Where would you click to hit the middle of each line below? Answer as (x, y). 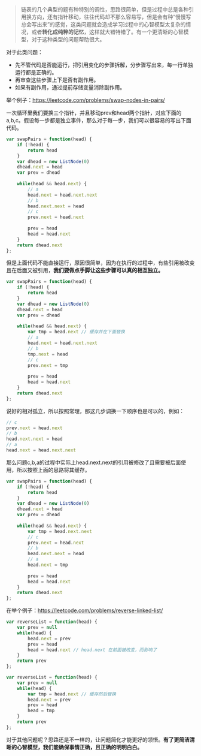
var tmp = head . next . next (60, 531)
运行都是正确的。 (36, 72)
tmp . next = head (48, 354)
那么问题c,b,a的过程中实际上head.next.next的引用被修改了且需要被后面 (94, 462)
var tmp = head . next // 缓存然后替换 (72, 694)
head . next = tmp (48, 565)
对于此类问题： (25, 52)
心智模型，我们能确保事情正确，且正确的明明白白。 (79, 747)
